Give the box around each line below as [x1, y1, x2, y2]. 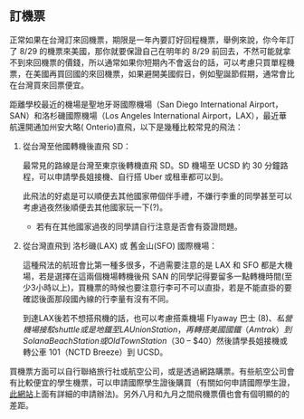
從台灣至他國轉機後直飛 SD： [22, 140, 131, 151]
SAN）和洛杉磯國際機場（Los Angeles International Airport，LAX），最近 [9, 110, 280, 120]
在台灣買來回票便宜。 [9, 80, 89, 90]
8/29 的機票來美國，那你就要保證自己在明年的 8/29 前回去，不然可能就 [19, 45, 283, 56]
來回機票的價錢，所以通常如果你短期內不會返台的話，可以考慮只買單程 [24, 57, 287, 68]
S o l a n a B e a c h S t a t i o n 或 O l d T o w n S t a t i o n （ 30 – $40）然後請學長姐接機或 [22, 335, 288, 346]
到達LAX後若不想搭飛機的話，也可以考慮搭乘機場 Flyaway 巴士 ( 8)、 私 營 [22, 312, 292, 323]
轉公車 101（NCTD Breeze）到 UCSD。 [22, 347, 168, 357]
